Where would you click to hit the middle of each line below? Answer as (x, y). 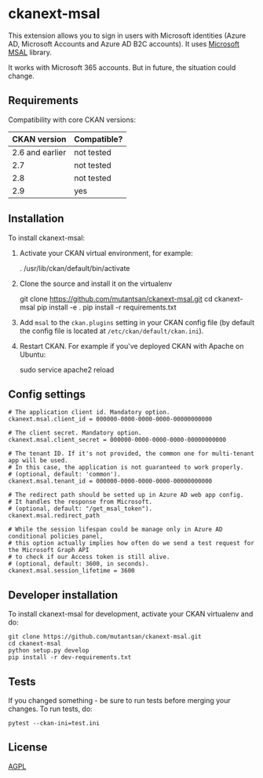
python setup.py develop (49, 650)
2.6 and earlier (39, 152)
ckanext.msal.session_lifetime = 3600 (71, 571)
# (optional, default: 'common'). (65, 474)
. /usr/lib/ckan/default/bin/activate (75, 268)
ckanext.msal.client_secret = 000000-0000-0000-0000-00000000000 (117, 440)
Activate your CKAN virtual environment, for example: (106, 253)
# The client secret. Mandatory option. (75, 433)
